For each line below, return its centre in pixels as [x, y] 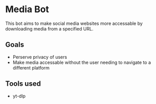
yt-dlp [19, 96]
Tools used [23, 84]
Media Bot [27, 9]
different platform [31, 67]
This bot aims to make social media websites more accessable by [74, 23]
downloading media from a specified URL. [49, 28]
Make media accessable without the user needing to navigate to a [82, 62]
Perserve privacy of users [40, 57]
